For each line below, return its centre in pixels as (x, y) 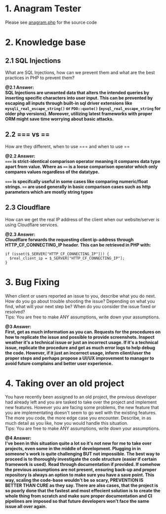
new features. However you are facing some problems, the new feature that (82, 408)
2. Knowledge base (45, 42)
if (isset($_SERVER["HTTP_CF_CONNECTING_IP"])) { (57, 254)
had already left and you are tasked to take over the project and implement (81, 402)
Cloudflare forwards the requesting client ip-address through (69, 239)
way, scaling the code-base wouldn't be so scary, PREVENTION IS (74, 480)
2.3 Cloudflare (28, 208)
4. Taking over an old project (65, 383)
